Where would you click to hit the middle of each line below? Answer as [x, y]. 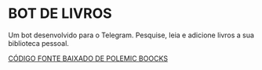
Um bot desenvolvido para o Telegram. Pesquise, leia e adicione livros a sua [131, 35]
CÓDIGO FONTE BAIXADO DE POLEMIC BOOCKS [88, 58]
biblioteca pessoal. [38, 43]
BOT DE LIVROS [60, 14]
